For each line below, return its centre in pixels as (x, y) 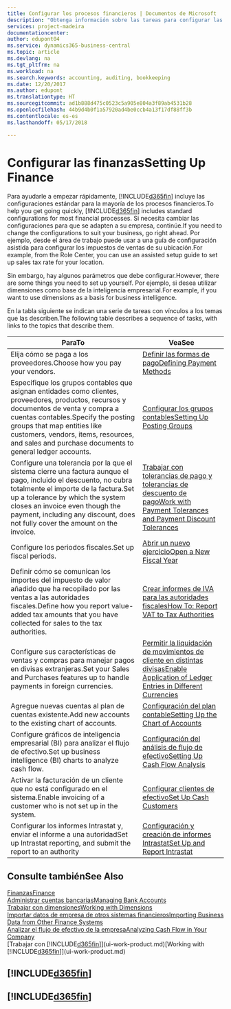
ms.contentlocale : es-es (43, 116)
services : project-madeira (46, 26)
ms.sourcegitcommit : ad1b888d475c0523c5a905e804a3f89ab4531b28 (100, 103)
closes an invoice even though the (66, 506)
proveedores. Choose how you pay (66, 363)
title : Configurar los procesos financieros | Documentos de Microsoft (112, 13)
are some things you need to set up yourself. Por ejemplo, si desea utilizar (112, 283)
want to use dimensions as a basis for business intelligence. (92, 298)
